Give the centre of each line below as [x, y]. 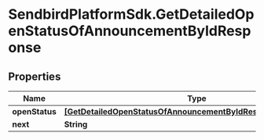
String [76, 124]
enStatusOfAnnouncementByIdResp [130, 31]
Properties [35, 76]
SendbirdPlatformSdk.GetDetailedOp [131, 14]
